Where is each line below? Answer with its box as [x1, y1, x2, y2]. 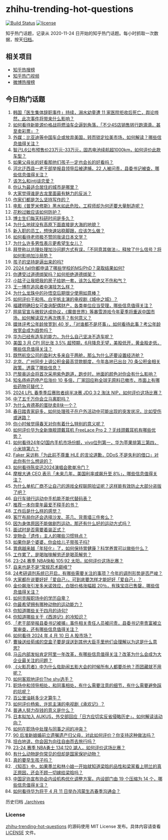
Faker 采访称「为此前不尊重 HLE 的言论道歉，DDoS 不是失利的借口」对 [12, 452, 159, 458]
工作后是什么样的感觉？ [12, 508, 61, 514]
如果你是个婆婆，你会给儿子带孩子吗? [12, 539, 90, 545]
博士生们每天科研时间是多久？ [12, 215, 74, 221]
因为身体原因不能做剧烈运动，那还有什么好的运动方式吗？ [12, 520, 131, 526]
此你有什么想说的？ [12, 458, 53, 464]
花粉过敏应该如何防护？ [12, 209, 61, 215]
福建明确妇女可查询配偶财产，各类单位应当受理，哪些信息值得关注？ [12, 302, 153, 308]
